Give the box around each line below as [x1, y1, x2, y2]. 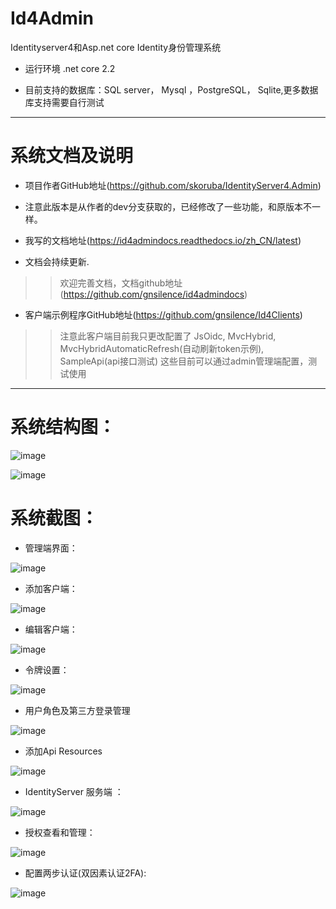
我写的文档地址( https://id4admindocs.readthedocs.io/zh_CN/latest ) [24, 234, 302, 246]
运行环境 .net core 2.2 [24, 62, 116, 74]
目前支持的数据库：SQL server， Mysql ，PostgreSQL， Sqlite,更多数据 [24, 83, 319, 96]
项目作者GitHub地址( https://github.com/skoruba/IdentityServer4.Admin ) [24, 179, 322, 191]
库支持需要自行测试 [24, 96, 105, 108]
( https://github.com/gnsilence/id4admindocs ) [59, 288, 248, 300]
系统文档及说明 [10, 145, 134, 167]
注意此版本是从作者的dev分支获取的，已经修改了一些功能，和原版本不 [24, 200, 313, 212]
